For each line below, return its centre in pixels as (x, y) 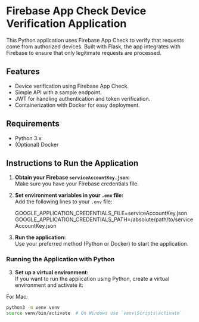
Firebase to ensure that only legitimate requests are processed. (84, 52)
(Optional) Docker (37, 144)
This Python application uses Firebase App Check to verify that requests (95, 40)
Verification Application (66, 24)
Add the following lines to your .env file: (63, 202)
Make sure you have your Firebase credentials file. (77, 184)
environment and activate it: (49, 285)
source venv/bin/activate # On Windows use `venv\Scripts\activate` (94, 313)
